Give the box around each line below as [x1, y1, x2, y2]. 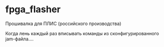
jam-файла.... [5, 36, 34, 42]
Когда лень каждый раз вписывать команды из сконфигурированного [5, 30, 159, 36]
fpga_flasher [5, 4, 61, 15]
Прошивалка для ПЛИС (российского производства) [5, 20, 121, 27]
